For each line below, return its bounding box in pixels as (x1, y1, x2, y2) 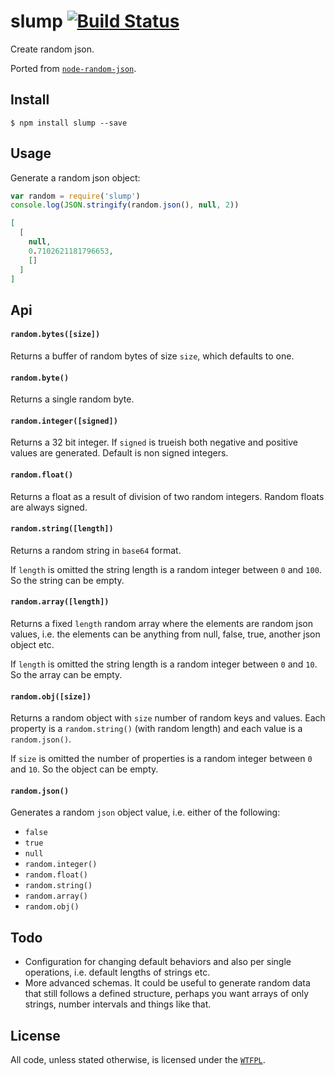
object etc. (10, 639, 55, 651)
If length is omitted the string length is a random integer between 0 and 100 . (10, 563, 322, 575)
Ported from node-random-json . (10, 62, 137, 74)
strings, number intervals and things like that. (24, 998, 212, 1010)
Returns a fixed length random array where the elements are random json (10, 618, 314, 630)
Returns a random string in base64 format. (10, 544, 182, 556)
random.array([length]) (10, 597, 110, 607)
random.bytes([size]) (10, 330, 101, 340)
